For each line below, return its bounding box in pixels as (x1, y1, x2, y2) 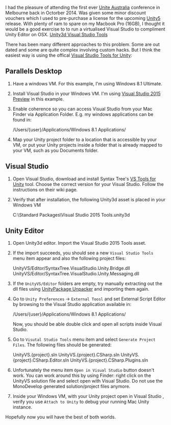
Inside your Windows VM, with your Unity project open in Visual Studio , (12, 393, 164, 399)
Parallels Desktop (5, 67, 62, 76)
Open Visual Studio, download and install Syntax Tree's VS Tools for (12, 176, 156, 182)
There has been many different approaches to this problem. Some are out (5, 41, 160, 48)
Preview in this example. (12, 96, 64, 102)
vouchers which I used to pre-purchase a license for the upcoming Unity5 (5, 15, 161, 21)
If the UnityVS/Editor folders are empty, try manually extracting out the (12, 280, 162, 287)
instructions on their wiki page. (12, 186, 78, 193)
